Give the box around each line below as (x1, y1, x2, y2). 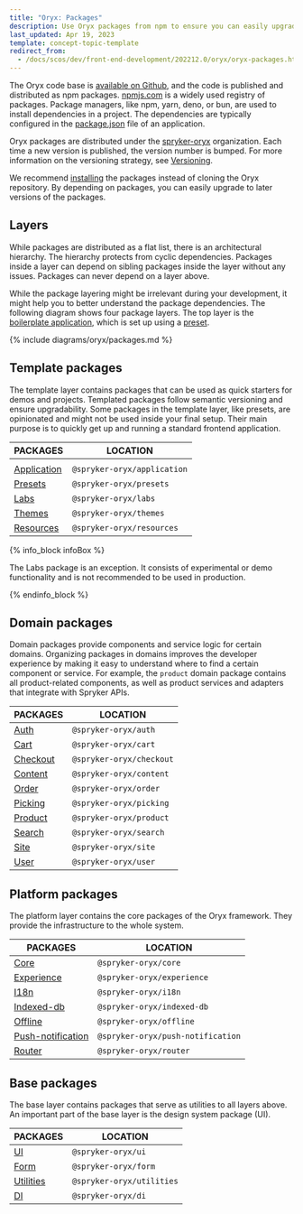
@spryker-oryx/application (71, 464, 188, 474)
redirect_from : (9, 47, 67, 56)
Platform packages (9, 886, 119, 902)
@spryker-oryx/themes (71, 507, 165, 518)
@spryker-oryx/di (71, 1191, 147, 1201)
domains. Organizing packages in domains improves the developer (9, 649, 258, 660)
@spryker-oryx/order (71, 783, 161, 794)
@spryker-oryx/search (71, 828, 165, 838)
